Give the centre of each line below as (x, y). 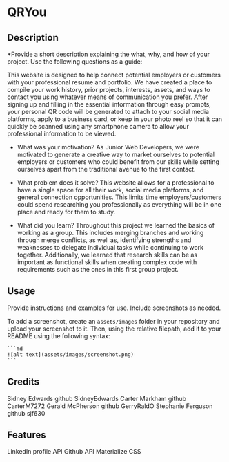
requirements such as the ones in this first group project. (98, 269)
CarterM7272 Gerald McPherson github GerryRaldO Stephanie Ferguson (110, 406)
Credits (23, 382)
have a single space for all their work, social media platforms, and (110, 190)
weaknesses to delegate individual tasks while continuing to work (110, 247)
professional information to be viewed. (62, 133)
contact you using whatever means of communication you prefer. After (108, 97)
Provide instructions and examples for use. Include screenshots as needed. (114, 308)
